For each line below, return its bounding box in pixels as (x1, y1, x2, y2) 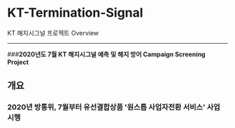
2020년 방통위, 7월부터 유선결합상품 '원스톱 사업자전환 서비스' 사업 (7, 102, 220, 112)
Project (7, 58, 29, 66)
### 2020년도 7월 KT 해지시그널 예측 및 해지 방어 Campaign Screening (7, 50, 206, 58)
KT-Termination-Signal (7, 5, 143, 21)
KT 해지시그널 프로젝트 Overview (7, 29, 99, 37)
